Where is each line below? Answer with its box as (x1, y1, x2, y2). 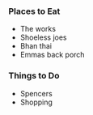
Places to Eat (8, 6, 61, 17)
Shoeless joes (19, 32, 67, 42)
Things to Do (8, 70, 60, 82)
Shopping (19, 97, 53, 107)
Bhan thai (19, 41, 53, 51)
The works (19, 24, 57, 34)
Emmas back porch (19, 50, 85, 60)
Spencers (19, 88, 53, 98)
